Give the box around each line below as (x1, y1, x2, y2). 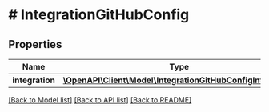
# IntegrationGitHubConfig (8, 6, 190, 24)
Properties (8, 38, 62, 51)
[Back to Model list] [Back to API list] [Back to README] (8, 95, 192, 105)
